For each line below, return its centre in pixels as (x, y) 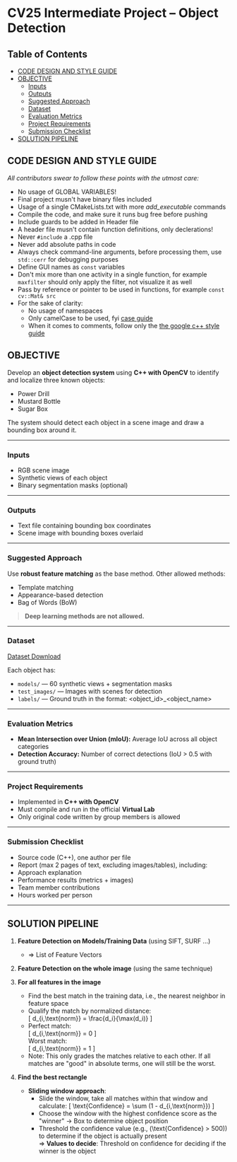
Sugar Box (32, 409)
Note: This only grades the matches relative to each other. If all (119, 1056)
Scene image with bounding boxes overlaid (80, 533)
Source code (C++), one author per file (74, 857)
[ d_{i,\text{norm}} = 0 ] (62, 1033)
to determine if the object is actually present (103, 1136)
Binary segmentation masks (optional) (73, 485)
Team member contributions (59, 887)
